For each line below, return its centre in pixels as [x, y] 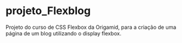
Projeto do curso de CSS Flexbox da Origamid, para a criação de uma [91, 27]
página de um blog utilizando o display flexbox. [64, 33]
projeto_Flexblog [48, 11]
